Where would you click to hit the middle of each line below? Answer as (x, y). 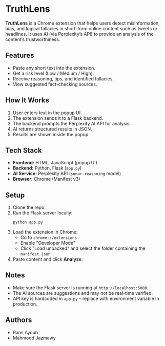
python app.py (28, 222)
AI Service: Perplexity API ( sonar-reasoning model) (67, 174)
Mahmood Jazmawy (34, 338)
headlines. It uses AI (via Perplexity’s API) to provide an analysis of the (79, 34)
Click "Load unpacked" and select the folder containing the (83, 248)
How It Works (27, 100)
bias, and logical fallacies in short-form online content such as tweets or (81, 28)
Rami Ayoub (25, 332)
